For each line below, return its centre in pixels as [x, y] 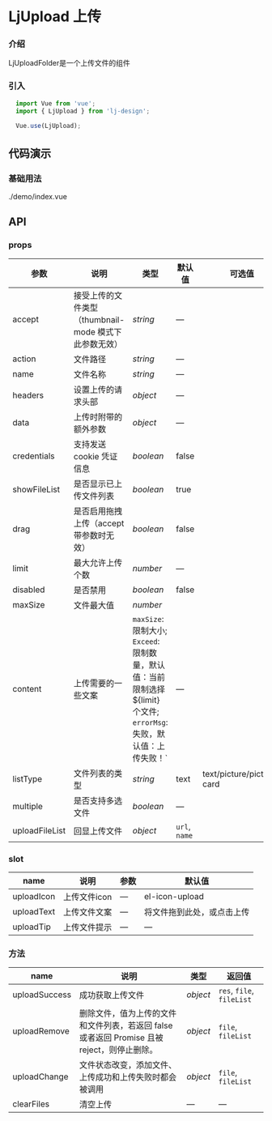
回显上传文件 [98, 831]
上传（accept [99, 523]
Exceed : [146, 641]
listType [28, 778]
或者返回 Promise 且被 [121, 1038]
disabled [29, 590]
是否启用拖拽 [98, 511]
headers [28, 395]
